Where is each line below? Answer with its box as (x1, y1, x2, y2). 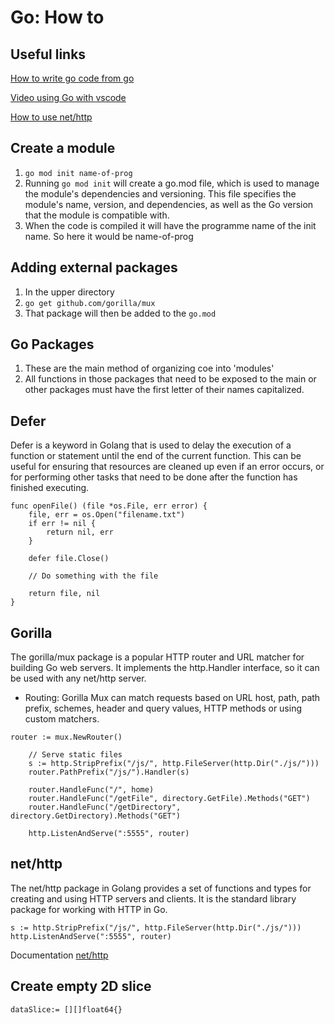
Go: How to (10, 6, 105, 29)
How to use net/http (10, 111, 93, 123)
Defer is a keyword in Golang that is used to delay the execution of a (10, 439, 292, 451)
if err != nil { (28, 519, 97, 529)
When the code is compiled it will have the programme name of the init (24, 219, 317, 231)
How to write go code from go (10, 72, 135, 84)
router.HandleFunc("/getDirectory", (28, 802, 182, 813)
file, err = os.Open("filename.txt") (28, 510, 186, 520)
